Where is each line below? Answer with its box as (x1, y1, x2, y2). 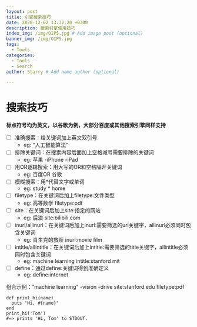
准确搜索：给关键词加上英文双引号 (14, 134, 98, 141)
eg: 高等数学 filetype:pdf (23, 199, 84, 206)
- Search (11, 63, 33, 69)
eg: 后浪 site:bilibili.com (23, 214, 81, 221)
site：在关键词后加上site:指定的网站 (14, 206, 101, 213)
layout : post (6, 8, 38, 15)
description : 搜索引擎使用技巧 (6, 25, 76, 31)
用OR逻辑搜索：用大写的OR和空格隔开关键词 (14, 163, 122, 171)
